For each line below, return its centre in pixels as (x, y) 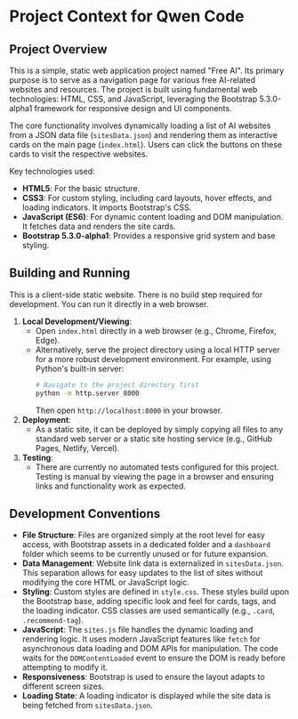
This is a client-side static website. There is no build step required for (136, 295)
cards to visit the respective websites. (79, 154)
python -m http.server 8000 (87, 393)
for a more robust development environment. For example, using (153, 359)
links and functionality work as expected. (111, 486)
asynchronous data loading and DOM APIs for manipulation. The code (150, 649)
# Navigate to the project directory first (117, 384)
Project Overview (58, 49)
